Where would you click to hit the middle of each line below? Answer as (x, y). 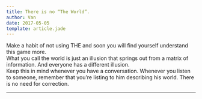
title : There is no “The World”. (48, 12)
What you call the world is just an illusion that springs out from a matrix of (97, 58)
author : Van (21, 17)
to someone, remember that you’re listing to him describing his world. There (100, 77)
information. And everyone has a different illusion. (68, 65)
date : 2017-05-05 (28, 23)
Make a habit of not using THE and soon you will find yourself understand (97, 46)
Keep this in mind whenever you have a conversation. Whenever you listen (98, 71)
